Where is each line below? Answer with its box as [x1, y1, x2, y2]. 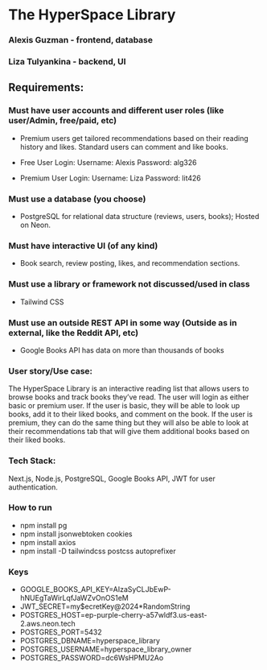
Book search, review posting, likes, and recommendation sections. [19, 258, 240, 268]
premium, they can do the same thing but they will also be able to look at [8, 418, 249, 428]
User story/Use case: [8, 365, 93, 376]
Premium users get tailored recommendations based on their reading [19, 133, 249, 143]
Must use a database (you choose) [8, 193, 146, 205]
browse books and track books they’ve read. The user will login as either [8, 392, 249, 402]
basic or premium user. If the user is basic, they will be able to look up [8, 401, 240, 411]
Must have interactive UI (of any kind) [8, 240, 158, 251]
